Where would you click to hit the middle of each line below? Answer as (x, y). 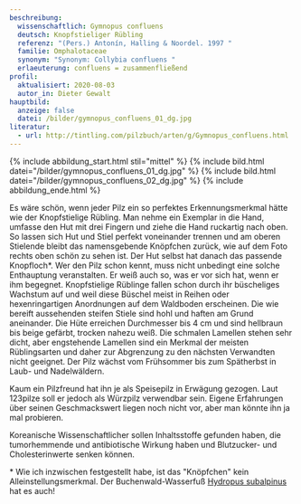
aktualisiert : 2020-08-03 (66, 85)
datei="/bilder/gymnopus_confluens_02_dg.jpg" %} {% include (127, 180)
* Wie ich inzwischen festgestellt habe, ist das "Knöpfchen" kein (129, 471)
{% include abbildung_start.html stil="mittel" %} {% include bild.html (137, 161)
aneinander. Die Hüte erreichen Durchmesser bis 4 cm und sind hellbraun (146, 323)
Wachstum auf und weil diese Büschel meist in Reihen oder (120, 294)
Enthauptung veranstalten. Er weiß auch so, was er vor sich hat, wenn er (144, 275)
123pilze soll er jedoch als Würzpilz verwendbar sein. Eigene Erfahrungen (146, 398)
